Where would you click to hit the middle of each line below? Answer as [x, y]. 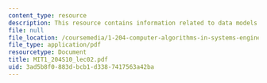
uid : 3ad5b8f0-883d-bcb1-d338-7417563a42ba [81, 67]
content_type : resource [48, 15]
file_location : [33, 38]
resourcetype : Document [48, 52]
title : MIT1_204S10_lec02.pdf [58, 60]
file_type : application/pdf [55, 45]
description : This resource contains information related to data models [133, 23]
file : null [26, 30]
